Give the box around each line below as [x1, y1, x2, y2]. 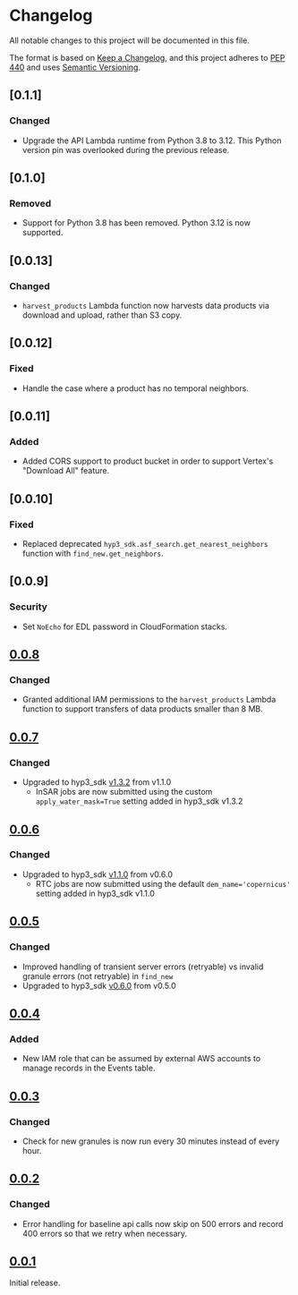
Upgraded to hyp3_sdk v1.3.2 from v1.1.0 [21, 777, 172, 788]
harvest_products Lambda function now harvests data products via [21, 301, 270, 311]
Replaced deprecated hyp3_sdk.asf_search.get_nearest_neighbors [21, 539, 268, 550]
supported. [21, 227, 64, 238]
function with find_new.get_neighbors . [21, 548, 164, 559]
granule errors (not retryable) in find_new [21, 970, 174, 981]
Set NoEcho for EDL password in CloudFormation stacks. [21, 621, 228, 632]
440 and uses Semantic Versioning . [9, 62, 141, 72]
